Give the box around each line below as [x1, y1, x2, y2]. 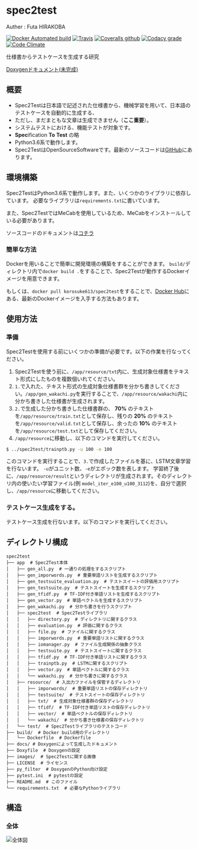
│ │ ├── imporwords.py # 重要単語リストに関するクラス [6, 635, 145, 641]
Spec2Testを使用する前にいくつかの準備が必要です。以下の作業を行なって [6, 348, 187, 355]
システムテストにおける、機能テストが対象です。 [14, 124, 134, 131]
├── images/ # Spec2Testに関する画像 [6, 754, 96, 760]
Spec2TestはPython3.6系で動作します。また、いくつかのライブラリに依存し [6, 189, 191, 196]
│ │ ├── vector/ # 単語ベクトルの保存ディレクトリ [6, 710, 133, 717]
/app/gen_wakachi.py [25, 391, 76, 397]
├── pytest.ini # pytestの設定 [6, 773, 83, 778]
